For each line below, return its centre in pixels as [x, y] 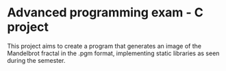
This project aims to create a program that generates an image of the [104, 46]
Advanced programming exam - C [105, 13]
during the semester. [36, 60]
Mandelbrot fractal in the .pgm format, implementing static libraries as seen [113, 53]
